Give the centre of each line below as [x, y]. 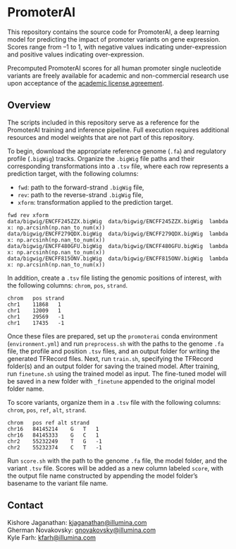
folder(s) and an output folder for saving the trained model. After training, [113, 366]
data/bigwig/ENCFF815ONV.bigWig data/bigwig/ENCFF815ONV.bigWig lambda [118, 259]
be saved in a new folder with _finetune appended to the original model [111, 381]
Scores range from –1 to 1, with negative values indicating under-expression [117, 47]
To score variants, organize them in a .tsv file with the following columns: [114, 402]
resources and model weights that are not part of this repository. [101, 137]
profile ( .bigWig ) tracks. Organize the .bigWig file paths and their [101, 158]
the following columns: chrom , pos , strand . [68, 285]
